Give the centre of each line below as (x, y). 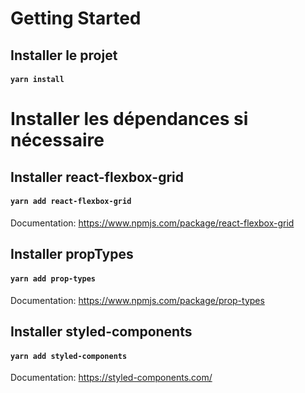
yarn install (37, 80)
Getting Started (76, 18)
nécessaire (57, 140)
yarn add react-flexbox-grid (71, 202)
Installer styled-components (101, 331)
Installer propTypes (72, 254)
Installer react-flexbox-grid (97, 177)
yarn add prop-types (53, 278)
